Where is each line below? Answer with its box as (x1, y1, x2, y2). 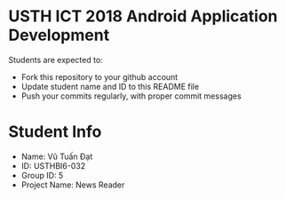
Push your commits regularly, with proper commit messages (20, 91, 242, 101)
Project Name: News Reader (20, 179, 125, 190)
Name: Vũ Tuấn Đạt (20, 151, 93, 162)
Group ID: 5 (20, 170, 64, 180)
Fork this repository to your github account (20, 71, 179, 82)
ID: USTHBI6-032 (20, 160, 86, 171)
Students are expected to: (8, 54, 103, 65)
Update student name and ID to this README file (20, 81, 200, 92)
